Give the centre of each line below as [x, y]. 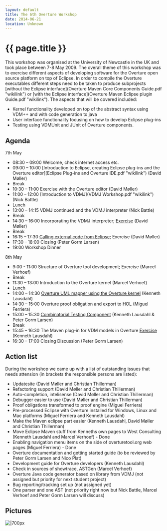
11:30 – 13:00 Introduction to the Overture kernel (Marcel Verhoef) [80, 282]
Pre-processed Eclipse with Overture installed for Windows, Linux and [84, 410]
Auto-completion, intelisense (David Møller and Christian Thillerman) [83, 394]
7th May [13, 153]
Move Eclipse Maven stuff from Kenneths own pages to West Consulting [86, 431]
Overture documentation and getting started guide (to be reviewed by [84, 453]
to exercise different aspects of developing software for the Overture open [82, 73]
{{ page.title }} [36, 48]
